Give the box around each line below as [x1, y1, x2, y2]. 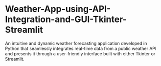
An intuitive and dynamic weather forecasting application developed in [5, 40, 147, 46]
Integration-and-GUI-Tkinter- [5, 14, 127, 25]
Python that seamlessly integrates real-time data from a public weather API [5, 45, 157, 51]
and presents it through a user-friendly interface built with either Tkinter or [5, 50, 156, 57]
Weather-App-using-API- [5, 3, 111, 15]
